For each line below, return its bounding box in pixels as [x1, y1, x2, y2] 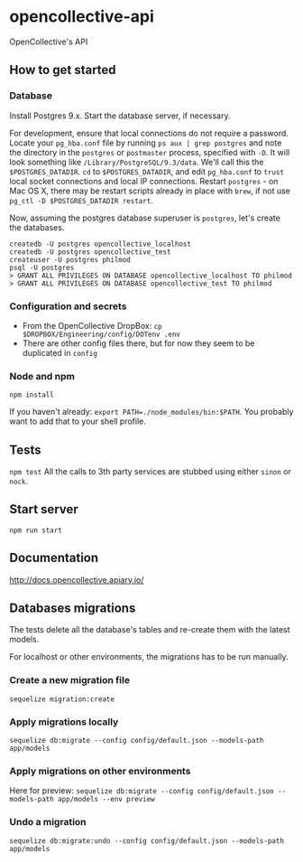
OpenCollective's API [9, 36, 88, 47]
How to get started [9, 62, 116, 78]
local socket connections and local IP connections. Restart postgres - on [9, 175, 279, 186]
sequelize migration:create [9, 694, 115, 704]
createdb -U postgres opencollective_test [9, 247, 171, 257]
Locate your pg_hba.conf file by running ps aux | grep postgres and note [9, 137, 282, 148]
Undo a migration [9, 816, 87, 829]
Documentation [9, 550, 99, 566]
